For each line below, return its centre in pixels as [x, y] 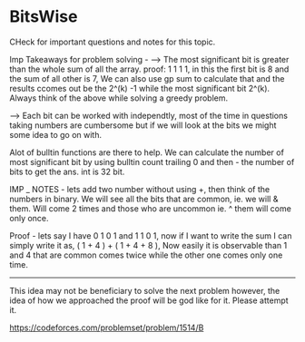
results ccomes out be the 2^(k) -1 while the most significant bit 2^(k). [140, 88]
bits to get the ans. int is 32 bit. [67, 171]
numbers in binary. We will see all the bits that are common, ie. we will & [144, 199]
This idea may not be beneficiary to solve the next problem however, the [145, 290]
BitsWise [44, 17]
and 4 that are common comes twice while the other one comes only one [146, 255]
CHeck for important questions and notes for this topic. [113, 42]
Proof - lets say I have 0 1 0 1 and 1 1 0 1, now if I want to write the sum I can [151, 235]
